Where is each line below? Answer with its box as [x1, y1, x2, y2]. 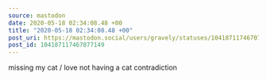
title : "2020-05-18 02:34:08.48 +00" [8, 26, 133, 34]
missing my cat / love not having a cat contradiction [8, 63, 177, 72]
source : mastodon [8, 11, 66, 20]
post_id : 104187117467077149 [8, 41, 105, 49]
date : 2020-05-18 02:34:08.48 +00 [8, 19, 123, 27]
